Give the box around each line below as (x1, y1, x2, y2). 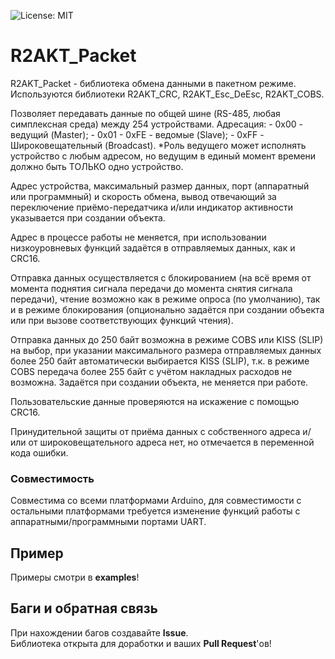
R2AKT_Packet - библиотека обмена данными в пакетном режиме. (10, 77, 297, 89)
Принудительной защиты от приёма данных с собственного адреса (10, 425, 301, 437)
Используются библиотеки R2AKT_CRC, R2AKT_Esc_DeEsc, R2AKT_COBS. (10, 88, 325, 100)
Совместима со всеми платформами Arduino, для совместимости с (10, 495, 302, 507)
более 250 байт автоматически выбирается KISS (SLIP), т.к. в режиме (10, 355, 310, 367)
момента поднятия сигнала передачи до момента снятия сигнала (10, 282, 293, 294)
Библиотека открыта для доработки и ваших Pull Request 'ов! (10, 637, 272, 649)
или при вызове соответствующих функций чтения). (10, 314, 234, 326)
